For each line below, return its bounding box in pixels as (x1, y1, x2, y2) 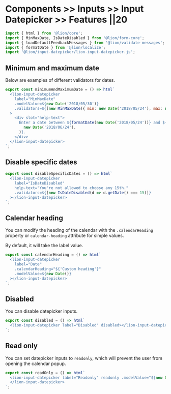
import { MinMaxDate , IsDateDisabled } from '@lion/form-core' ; (5, 35, 145, 41)
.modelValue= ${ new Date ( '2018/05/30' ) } (14, 101, 99, 106)
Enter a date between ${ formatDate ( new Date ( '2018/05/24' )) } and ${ (18, 120, 167, 125)
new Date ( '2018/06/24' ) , (23, 125, 76, 130)
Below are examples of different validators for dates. (5, 77, 116, 83)
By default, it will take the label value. (5, 243, 83, 249)
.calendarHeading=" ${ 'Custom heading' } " (14, 266, 101, 271)
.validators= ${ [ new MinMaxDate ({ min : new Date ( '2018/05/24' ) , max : (14, 106, 163, 111)
